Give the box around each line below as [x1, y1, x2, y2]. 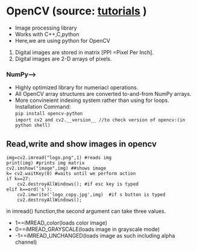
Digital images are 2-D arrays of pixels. [14, 55, 112, 62]
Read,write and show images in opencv [6, 139, 157, 149]
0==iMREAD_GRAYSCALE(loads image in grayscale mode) [14, 226, 160, 233]
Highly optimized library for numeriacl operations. [14, 84, 139, 91]
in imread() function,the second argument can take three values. [6, 208, 166, 215]
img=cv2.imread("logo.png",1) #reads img [6, 155, 112, 161]
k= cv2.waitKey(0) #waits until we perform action [6, 171, 136, 177]
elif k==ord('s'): [6, 186, 52, 192]
